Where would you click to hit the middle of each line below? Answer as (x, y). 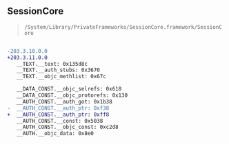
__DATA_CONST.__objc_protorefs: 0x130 (72, 95)
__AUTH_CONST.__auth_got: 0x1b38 (64, 101)
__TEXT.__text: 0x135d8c (52, 64)
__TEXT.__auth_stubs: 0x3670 (58, 70)
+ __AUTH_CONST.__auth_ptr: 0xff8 (58, 115)
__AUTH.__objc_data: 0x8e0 (55, 134)
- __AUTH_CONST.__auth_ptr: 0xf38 (58, 108)
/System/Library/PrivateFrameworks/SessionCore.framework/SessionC (123, 27)
